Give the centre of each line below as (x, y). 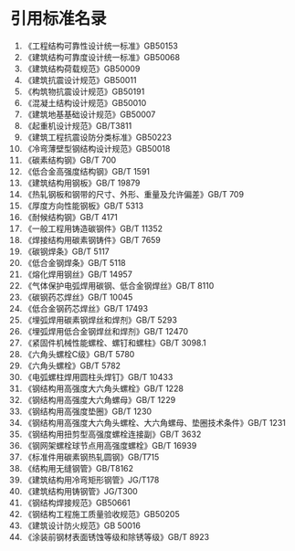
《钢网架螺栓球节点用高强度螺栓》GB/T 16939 (110, 445)
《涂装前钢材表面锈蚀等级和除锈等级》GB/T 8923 (116, 536)
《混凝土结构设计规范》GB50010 (85, 102)
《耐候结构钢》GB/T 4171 (70, 217)
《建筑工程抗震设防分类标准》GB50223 (98, 137)
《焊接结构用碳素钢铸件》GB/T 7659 (92, 239)
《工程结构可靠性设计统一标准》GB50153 (101, 46)
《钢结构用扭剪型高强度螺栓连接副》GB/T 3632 (112, 434)
